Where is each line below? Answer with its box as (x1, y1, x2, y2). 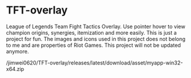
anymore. (6, 48, 29, 55)
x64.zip (6, 65, 25, 72)
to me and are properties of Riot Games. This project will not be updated (6, 42, 181, 49)
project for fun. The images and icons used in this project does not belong (6, 35, 186, 42)
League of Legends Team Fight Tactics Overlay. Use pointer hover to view (6, 23, 186, 30)
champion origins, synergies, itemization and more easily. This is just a (6, 29, 177, 36)
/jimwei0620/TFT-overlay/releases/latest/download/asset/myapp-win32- (6, 59, 183, 66)
